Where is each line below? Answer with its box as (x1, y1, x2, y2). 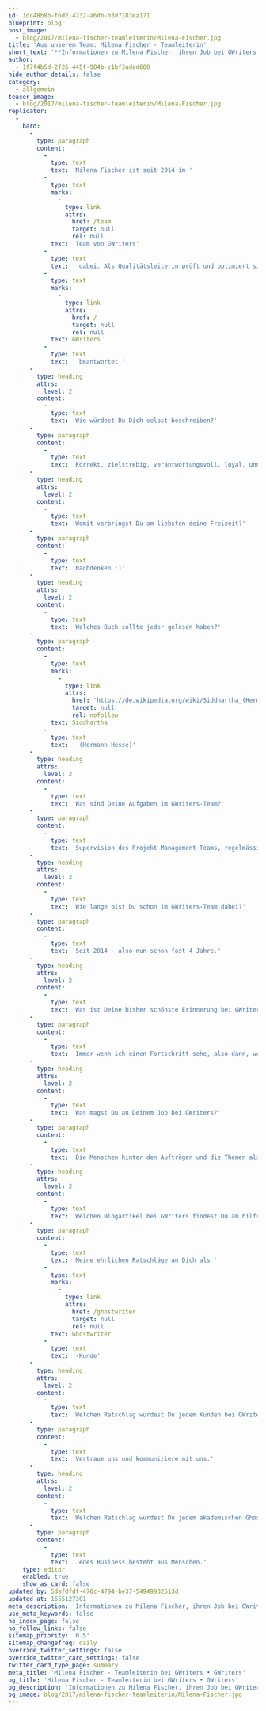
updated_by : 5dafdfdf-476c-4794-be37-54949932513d (8, 1587, 179, 1596)
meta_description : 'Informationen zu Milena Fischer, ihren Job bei (8, 1602, 239, 1610)
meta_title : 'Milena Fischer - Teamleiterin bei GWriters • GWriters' (8, 1668, 246, 1676)
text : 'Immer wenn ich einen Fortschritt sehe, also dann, (50, 1050, 249, 1058)
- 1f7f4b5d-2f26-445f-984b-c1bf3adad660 (15, 63, 150, 71)
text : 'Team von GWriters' (50, 240, 140, 248)
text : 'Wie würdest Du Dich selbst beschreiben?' (50, 417, 218, 425)
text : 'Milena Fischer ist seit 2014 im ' (50, 166, 193, 174)
